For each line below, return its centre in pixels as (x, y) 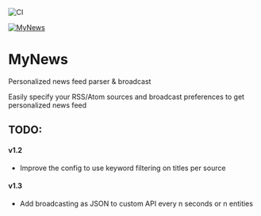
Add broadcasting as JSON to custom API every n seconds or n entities (136, 203)
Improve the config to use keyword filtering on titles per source (123, 168)
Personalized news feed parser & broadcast (80, 81)
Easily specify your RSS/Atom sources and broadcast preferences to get (126, 97)
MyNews (38, 60)
